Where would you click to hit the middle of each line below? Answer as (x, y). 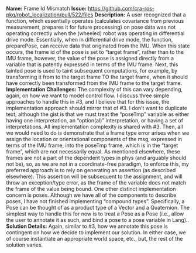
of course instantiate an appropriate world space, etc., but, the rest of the (94, 239)
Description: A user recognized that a (140, 15)
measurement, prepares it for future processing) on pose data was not (91, 27)
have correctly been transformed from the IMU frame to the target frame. (94, 83)
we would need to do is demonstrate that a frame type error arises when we (98, 133)
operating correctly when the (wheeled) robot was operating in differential (95, 33)
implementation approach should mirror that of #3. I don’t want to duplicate (97, 108)
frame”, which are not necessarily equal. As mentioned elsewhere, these (93, 151)
